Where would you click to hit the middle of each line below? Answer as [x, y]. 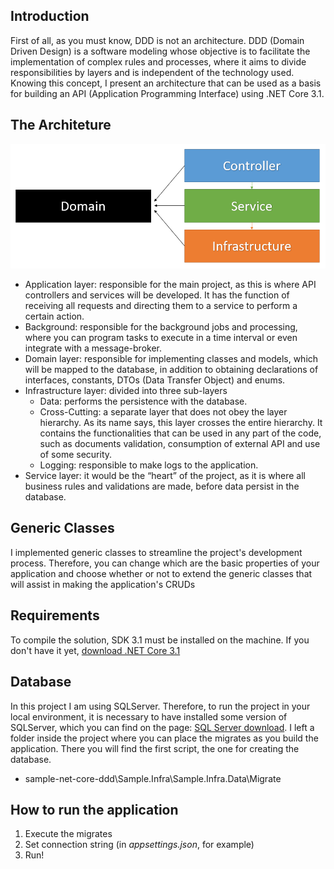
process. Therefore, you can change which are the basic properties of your [165, 563]
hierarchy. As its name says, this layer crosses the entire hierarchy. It [181, 423]
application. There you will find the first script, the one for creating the [155, 748]
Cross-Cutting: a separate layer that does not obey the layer [163, 412]
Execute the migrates [68, 834]
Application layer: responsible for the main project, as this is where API [170, 285]
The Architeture [61, 125]
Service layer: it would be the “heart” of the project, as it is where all [165, 476]
